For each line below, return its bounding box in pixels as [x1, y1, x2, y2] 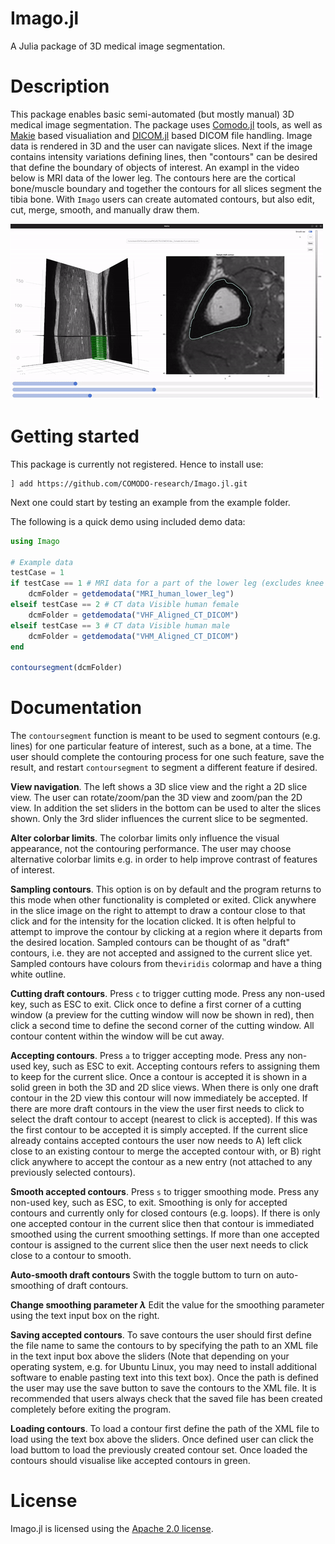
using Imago [10, 536, 60, 546]
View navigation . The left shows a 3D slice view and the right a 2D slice [10, 781, 308, 793]
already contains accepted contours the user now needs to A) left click [10, 1135, 303, 1147]
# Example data [10, 557, 74, 567]
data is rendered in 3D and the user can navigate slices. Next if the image [10, 140, 313, 152]
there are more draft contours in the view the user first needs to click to [10, 1103, 305, 1115]
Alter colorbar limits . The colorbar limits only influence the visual [10, 832, 280, 844]
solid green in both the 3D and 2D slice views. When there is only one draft [10, 1082, 319, 1094]
